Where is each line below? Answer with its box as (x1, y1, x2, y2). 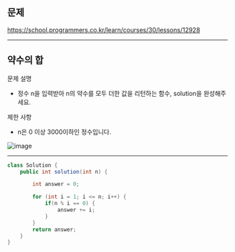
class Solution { (7, 162, 58, 169)
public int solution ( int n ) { (20, 168, 108, 175)
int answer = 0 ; (32, 181, 80, 188)
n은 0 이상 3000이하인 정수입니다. (17, 127, 112, 136)
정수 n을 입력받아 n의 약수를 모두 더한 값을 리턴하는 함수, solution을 (17, 89, 202, 97)
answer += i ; (57, 206, 96, 213)
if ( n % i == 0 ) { (44, 200, 96, 207)
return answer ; (32, 226, 77, 233)
